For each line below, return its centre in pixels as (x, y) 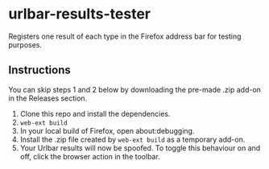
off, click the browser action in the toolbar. (90, 156)
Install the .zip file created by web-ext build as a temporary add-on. (132, 139)
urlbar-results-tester (80, 14)
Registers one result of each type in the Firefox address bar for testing (125, 36)
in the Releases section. (48, 98)
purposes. (25, 44)
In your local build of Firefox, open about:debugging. (107, 130)
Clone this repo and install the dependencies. (95, 113)
